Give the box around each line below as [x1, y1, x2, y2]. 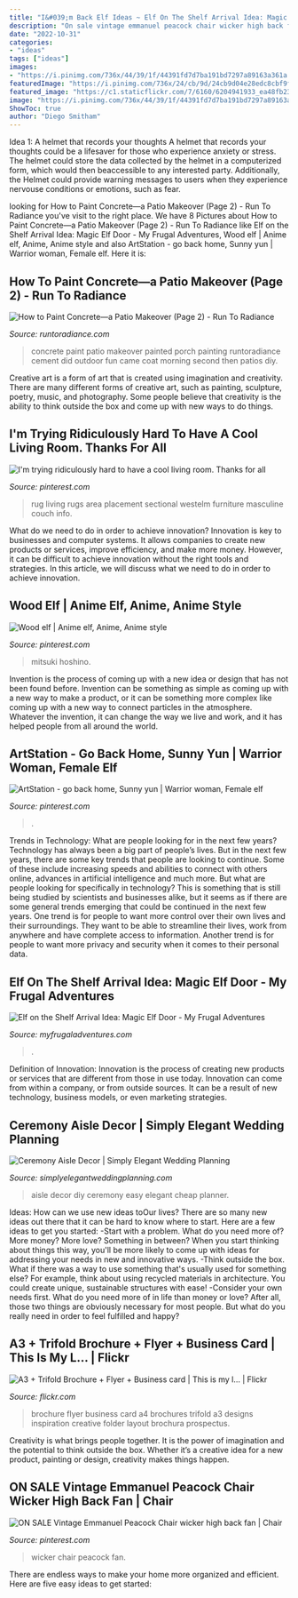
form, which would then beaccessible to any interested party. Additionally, [9, 165, 280, 176]
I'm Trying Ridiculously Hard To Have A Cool [9, 427, 259, 442]
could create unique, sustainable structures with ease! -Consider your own [9, 1282, 283, 1293]
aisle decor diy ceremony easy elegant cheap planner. [30, 1190, 230, 1200]
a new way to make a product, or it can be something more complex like [9, 692, 272, 703]
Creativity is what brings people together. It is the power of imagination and [9, 1434, 285, 1445]
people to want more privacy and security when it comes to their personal [9, 939, 279, 950]
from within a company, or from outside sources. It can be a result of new [9, 1083, 278, 1093]
